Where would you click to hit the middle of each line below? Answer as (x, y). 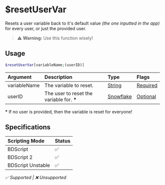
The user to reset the (69, 93)
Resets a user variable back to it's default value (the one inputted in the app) (82, 23)
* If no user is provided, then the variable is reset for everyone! (69, 111)
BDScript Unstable (29, 165)
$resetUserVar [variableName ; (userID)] (45, 65)
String (114, 85)
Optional (146, 96)
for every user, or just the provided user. (46, 28)
